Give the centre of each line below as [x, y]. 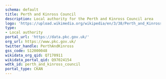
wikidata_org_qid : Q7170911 [34, 55]
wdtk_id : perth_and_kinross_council [43, 64]
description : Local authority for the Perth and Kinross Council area [79, 19]
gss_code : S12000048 [26, 51]
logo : [11, 23]
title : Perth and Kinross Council [41, 14]
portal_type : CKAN [24, 69]
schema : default [22, 10]
